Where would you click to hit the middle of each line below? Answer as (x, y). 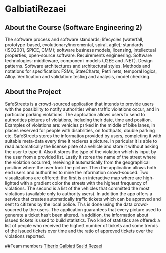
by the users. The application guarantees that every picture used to (92, 209)
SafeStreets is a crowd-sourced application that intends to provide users (80, 104)
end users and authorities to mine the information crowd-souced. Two (77, 172)
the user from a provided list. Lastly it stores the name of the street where (81, 157)
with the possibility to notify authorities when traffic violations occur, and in (82, 109)
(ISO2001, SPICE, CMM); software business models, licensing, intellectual (81, 50)
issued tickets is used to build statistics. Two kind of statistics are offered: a (83, 220)
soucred (14, 209)
